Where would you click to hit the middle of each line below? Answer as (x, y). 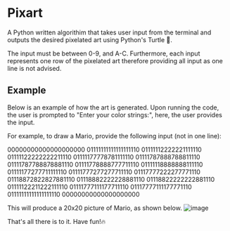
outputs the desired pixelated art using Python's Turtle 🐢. (90, 39)
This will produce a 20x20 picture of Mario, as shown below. (95, 208)
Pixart (25, 13)
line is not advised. (34, 68)
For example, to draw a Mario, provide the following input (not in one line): (114, 136)
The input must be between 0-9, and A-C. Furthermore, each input (104, 53)
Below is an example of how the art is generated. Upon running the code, (113, 107)
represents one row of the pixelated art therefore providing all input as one (115, 60)
